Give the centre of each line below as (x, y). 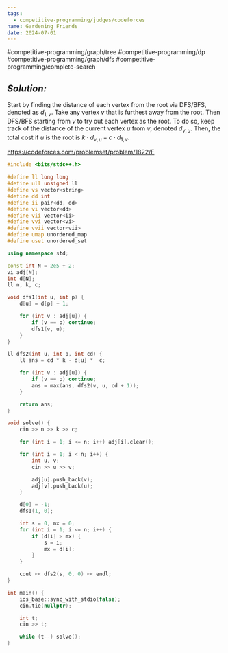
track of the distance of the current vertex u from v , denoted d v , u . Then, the (114, 129)
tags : (15, 13)
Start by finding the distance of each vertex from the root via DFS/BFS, (107, 105)
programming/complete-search (51, 67)
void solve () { (29, 423)
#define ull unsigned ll (42, 184)
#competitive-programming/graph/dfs (61, 60)
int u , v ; (46, 461)
